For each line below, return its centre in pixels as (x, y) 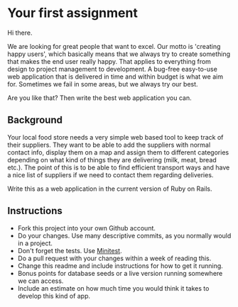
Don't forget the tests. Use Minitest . (70, 250)
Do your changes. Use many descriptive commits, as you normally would (124, 235)
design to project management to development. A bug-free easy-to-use (113, 69)
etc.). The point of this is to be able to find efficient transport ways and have (119, 167)
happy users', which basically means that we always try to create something (119, 54)
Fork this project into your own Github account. (87, 228)
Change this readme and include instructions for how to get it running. (120, 266)
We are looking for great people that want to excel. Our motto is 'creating (114, 46)
